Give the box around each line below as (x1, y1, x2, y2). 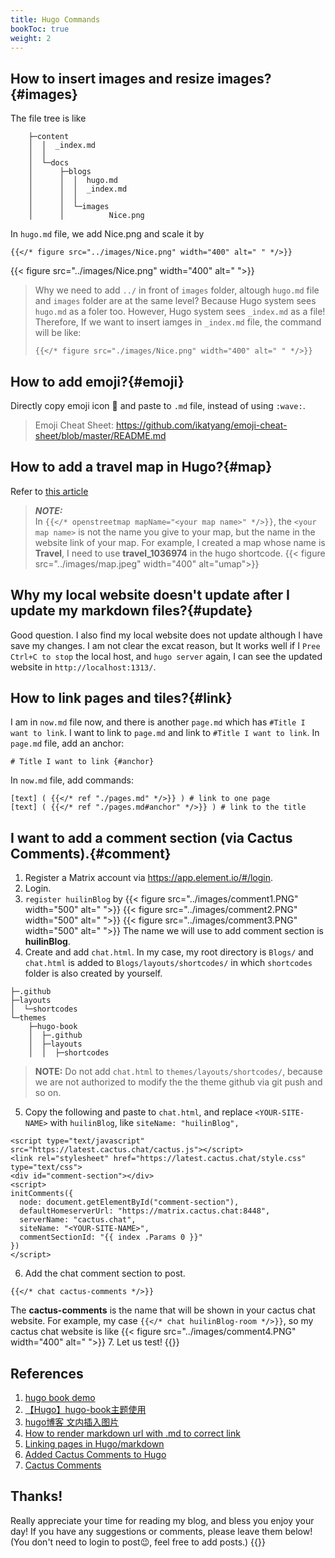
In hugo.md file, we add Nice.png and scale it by (10, 228, 205, 240)
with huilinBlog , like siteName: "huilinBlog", (49, 1117, 240, 1129)
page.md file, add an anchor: (10, 737, 125, 750)
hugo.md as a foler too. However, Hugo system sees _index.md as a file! (34, 306, 326, 318)
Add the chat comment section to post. (24, 1267, 186, 1280)
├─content (28, 132, 70, 142)
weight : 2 (10, 33, 52, 43)
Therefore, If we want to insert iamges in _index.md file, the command (34, 316, 322, 328)
